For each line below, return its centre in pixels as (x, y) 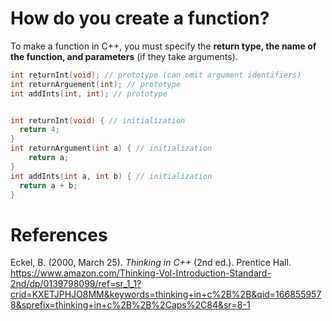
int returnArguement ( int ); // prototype (96, 84)
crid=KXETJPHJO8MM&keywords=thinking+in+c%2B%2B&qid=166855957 (166, 294)
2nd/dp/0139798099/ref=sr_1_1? (76, 284)
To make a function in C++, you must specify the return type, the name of (163, 46)
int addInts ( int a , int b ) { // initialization (111, 176)
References (59, 234)
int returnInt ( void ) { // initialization (98, 120)
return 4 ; (39, 130)
